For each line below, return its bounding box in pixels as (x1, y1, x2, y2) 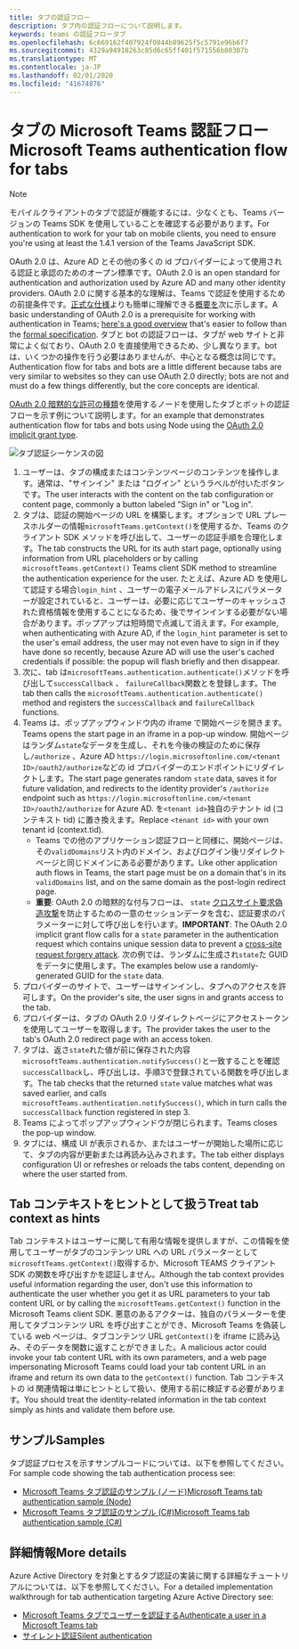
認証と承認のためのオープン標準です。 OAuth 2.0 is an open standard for (16, 267, 280, 277)
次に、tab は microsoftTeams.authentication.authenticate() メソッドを (21, 666, 282, 677)
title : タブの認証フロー (9, 12, 91, 22)
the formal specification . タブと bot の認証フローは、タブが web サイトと (9, 329, 278, 340)
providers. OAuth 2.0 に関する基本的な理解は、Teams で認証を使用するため (9, 287, 286, 299)
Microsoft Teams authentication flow (9, 140, 288, 160)
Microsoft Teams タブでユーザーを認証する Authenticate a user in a (21, 1610, 267, 1620)
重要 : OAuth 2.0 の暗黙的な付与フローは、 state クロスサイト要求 (35, 897, 276, 907)
